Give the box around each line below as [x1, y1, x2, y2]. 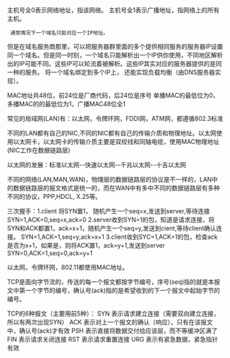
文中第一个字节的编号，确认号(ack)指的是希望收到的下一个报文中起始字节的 [7, 287, 220, 294]
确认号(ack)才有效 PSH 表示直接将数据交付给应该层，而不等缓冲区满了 [19, 326, 218, 335]
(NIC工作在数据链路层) [7, 146, 71, 154]
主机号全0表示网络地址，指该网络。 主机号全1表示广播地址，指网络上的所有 [7, 6, 220, 14]
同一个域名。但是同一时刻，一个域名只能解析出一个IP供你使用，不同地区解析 [7, 51, 223, 59]
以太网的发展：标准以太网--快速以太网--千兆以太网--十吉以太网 [7, 160, 187, 169]
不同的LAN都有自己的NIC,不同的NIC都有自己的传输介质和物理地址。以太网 [7, 129, 217, 137]
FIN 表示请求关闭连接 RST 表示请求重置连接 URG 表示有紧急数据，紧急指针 [7, 335, 218, 343]
